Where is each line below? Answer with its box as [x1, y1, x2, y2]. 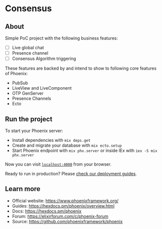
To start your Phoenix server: [5, 128, 63, 134]
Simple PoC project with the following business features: [5, 35, 118, 41]
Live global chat [12, 45, 44, 50]
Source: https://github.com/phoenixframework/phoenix [12, 218, 123, 224]
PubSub [12, 80, 28, 86]
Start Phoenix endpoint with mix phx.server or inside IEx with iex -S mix [12, 148, 158, 153]
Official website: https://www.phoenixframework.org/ [12, 198, 119, 204]
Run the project [5, 115, 52, 123]
